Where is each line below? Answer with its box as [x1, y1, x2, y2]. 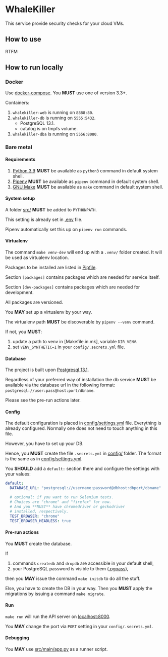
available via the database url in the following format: [5, 382, 115, 388]
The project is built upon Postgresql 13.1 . [5, 367, 89, 373]
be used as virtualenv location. [5, 254, 69, 261]
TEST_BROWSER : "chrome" [10, 514, 60, 519]
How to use [5, 35, 41, 44]
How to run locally [5, 63, 64, 72]
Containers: [5, 100, 29, 106]
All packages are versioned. [5, 299, 63, 305]
